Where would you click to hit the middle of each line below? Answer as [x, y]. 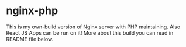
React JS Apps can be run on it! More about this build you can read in [90, 32]
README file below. [30, 39]
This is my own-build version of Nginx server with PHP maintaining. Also [93, 27]
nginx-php [32, 11]
